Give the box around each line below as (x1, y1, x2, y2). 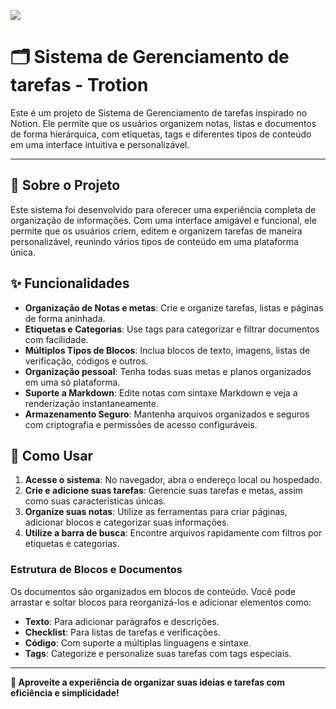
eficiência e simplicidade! (10, 686, 120, 699)
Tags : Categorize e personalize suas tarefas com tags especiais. (24, 647, 292, 659)
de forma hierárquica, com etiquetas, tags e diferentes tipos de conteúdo (10, 128, 312, 140)
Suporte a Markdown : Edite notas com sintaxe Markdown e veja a (24, 386, 298, 399)
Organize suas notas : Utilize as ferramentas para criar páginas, (24, 506, 288, 518)
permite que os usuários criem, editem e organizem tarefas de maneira (10, 225, 303, 237)
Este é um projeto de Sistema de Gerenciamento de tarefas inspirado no (10, 106, 308, 119)
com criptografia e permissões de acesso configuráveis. (24, 418, 258, 430)
